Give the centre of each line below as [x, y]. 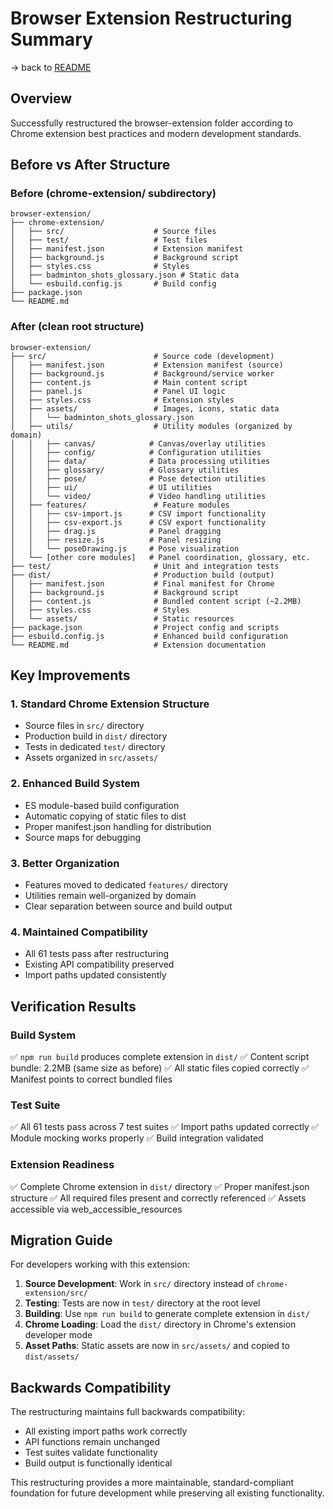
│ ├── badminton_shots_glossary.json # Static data [125, 275]
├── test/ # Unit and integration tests [145, 566]
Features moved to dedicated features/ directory [126, 885]
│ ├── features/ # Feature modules [120, 505]
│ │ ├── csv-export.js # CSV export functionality [138, 522]
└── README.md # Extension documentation [138, 645]
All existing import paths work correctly [106, 1431]
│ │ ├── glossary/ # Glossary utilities [125, 470]
